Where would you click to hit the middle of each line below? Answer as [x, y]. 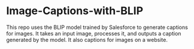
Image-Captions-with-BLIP [75, 11]
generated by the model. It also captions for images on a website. [87, 40]
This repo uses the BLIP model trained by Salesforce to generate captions [97, 27]
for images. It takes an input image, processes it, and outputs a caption [94, 33]
